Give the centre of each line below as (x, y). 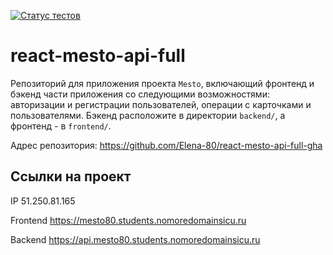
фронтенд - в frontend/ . (61, 126)
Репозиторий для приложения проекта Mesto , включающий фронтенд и (162, 83)
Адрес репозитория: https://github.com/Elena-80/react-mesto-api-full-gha (166, 145)
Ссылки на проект (71, 176)
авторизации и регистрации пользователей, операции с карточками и (161, 104)
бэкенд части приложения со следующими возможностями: (140, 94)
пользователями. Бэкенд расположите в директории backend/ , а (148, 115)
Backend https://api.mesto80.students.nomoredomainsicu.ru (135, 239)
